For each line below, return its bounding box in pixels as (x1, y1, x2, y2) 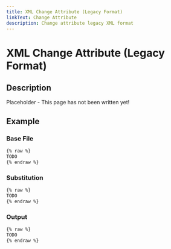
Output (6, 212, 28, 221)
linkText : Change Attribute (6, 14, 77, 20)
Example (6, 116, 40, 127)
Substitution (6, 173, 44, 181)
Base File (6, 134, 34, 142)
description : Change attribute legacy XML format (6, 20, 134, 26)
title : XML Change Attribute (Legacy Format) (6, 8, 123, 15)
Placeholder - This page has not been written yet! (6, 99, 130, 106)
